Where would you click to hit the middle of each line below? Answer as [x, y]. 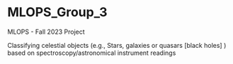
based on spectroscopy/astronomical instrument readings [92, 53]
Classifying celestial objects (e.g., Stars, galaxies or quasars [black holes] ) [117, 45]
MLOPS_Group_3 [57, 12]
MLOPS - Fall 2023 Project [46, 32]
